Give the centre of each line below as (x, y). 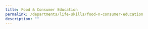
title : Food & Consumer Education (42, 10)
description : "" (22, 19)
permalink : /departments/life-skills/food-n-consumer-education (74, 14)
